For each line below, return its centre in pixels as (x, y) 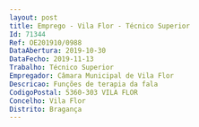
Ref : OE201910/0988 (46, 42)
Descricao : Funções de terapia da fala (84, 84)
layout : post (34, 17)
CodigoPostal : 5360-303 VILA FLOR (74, 92)
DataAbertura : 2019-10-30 (57, 51)
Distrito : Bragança (46, 109)
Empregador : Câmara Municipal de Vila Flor (92, 76)
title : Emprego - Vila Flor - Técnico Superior (100, 26)
